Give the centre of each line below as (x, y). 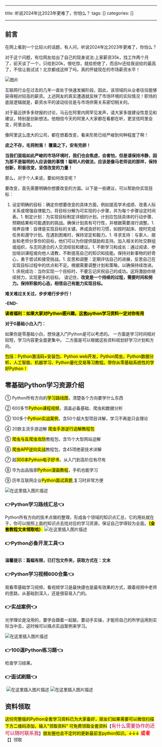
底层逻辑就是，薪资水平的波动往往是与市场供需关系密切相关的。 (68, 102)
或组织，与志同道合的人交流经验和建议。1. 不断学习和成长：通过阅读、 (82, 247)
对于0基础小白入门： (26, 323)
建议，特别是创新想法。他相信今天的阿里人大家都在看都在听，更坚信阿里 (77, 118)
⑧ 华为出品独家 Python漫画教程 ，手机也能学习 (51, 470)
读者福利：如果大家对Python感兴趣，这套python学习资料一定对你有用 (75, 313)
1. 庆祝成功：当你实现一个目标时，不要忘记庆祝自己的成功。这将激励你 (82, 271)
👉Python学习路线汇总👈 (34, 504)
